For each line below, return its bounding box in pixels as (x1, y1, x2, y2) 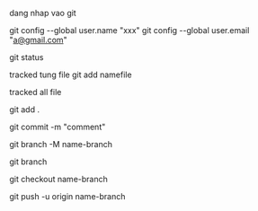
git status (9, 52, 44, 62)
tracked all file (9, 87, 62, 97)
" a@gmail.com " (9, 35, 67, 45)
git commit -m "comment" (9, 121, 106, 132)
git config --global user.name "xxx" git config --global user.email (9, 25, 250, 35)
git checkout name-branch (9, 174, 108, 184)
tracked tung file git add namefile (9, 69, 132, 80)
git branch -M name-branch (9, 139, 112, 149)
